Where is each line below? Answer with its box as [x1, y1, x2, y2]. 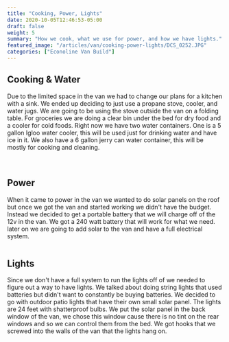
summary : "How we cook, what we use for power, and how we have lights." [7, 36, 223, 43]
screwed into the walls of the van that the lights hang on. [7, 327, 167, 335]
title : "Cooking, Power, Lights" [7, 10, 103, 17]
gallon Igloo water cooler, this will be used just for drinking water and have [7, 128, 217, 137]
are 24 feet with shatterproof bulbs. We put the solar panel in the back [7, 305, 206, 313]
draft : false [7, 23, 45, 30]
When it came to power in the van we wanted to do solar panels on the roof [7, 195, 220, 203]
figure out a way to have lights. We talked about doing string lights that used [7, 283, 222, 292]
